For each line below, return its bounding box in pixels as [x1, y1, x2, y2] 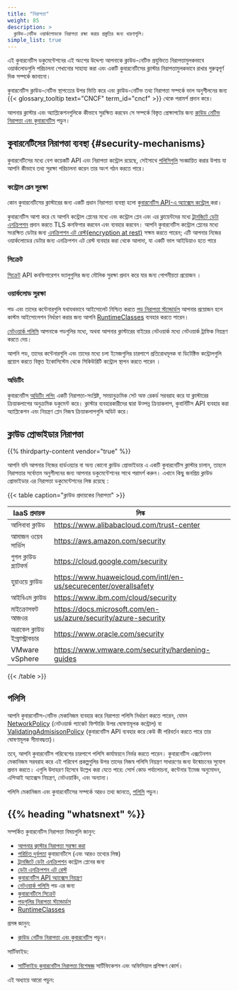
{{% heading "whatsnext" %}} [7, 808, 146, 820]
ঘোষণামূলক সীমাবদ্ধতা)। [7, 735, 57, 744]
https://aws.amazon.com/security [54, 536, 166, 545]
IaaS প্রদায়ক [13, 508, 45, 518]
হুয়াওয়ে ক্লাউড [11, 577, 43, 587]
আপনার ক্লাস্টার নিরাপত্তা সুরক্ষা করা [17, 841, 86, 850]
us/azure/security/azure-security [54, 613, 166, 623]
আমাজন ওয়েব [11, 531, 42, 541]
